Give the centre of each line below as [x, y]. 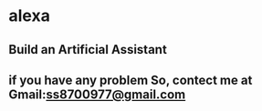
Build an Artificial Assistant [88, 50]
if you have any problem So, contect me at [131, 80]
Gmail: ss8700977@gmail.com [97, 94]
